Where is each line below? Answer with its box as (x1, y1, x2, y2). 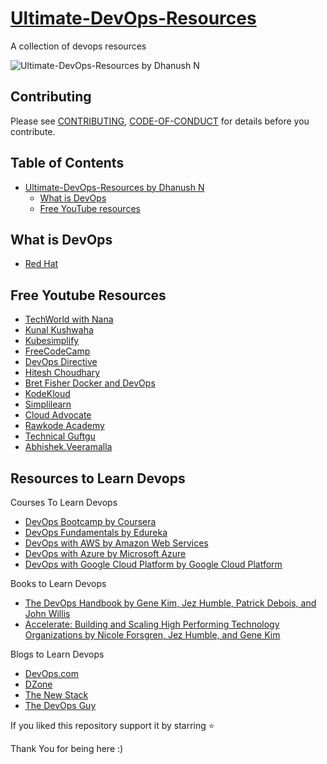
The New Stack (24, 689, 89, 701)
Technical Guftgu (24, 430, 96, 442)
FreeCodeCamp (24, 345, 91, 357)
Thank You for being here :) (10, 743, 124, 754)
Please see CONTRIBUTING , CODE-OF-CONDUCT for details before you (10, 115, 310, 127)
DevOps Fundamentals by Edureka (24, 527, 168, 538)
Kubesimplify (24, 335, 80, 347)
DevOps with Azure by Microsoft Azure (24, 548, 187, 559)
